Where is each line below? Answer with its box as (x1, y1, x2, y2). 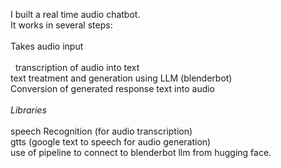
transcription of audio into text (14, 62, 140, 73)
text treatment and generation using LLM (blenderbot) (10, 72, 233, 84)
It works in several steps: (10, 19, 113, 31)
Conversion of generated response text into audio (10, 83, 216, 94)
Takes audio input (10, 40, 84, 52)
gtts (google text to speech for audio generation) (10, 136, 212, 148)
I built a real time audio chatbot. (10, 9, 141, 20)
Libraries (10, 104, 47, 116)
